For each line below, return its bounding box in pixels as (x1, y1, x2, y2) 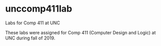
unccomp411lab (5, 3, 72, 15)
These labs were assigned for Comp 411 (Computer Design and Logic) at (5, 29, 156, 35)
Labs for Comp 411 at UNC (5, 20, 61, 26)
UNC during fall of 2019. (5, 35, 56, 41)
